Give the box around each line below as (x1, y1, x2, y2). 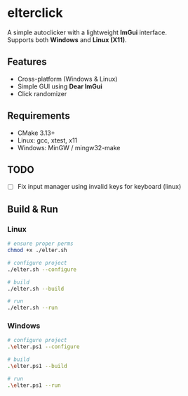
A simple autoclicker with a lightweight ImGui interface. (7, 28, 167, 37)
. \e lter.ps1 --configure (7, 343, 80, 350)
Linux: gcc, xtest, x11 (17, 136, 78, 145)
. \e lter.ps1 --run (7, 381, 61, 389)
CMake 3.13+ (17, 128, 55, 137)
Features (7, 56, 47, 68)
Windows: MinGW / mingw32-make (17, 143, 121, 152)
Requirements (7, 110, 70, 122)
